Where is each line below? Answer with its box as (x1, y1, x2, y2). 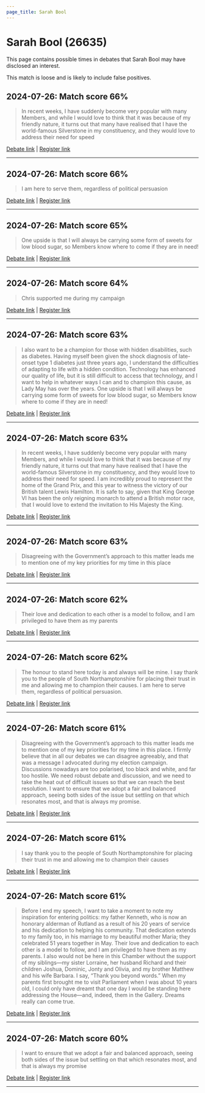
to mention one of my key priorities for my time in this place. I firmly (21, 746, 192, 753)
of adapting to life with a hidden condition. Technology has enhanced (21, 365, 196, 372)
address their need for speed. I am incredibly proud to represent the (21, 475, 192, 482)
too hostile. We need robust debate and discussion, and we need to (21, 772, 191, 779)
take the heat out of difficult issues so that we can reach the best (21, 778, 185, 785)
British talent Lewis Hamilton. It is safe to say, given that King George (21, 488, 195, 495)
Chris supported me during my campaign (21, 294, 125, 302)
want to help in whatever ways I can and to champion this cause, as (21, 378, 192, 385)
